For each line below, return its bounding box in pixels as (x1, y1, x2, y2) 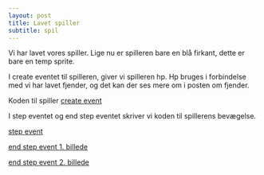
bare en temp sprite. (8, 56, 75, 66)
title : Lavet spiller (8, 19, 81, 27)
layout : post (8, 11, 52, 20)
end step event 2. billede (8, 157, 90, 167)
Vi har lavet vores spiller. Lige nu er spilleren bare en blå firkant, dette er (8, 49, 245, 58)
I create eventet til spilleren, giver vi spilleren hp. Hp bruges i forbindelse (8, 72, 247, 82)
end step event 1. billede (8, 142, 89, 152)
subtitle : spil (8, 26, 59, 34)
